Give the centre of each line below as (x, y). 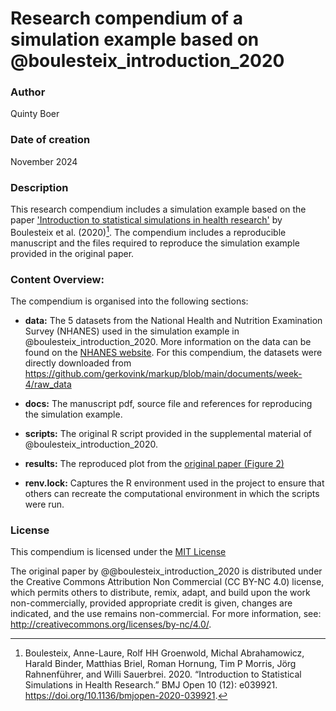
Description (39, 187)
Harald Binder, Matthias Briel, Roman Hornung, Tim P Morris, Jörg (160, 664)
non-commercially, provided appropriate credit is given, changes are (151, 603)
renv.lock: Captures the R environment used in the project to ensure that (174, 483)
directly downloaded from (78, 363)
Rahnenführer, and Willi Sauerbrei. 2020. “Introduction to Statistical (163, 674)
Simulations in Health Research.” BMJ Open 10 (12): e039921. (151, 685)
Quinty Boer (35, 114)
